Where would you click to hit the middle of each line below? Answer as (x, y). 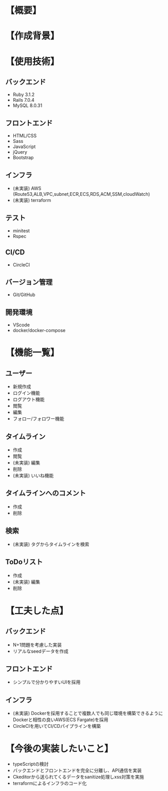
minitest (21, 231)
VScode (21, 325)
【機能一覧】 (33, 353)
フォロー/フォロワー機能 (38, 419)
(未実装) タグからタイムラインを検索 (51, 544)
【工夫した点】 (37, 611)
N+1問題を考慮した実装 (37, 645)
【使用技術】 (33, 61)
